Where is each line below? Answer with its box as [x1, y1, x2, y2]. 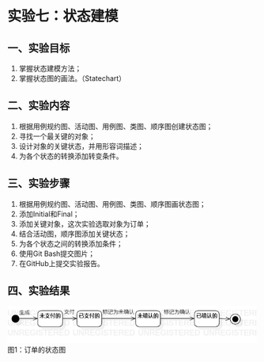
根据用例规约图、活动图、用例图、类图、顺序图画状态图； [18, 199, 206, 208]
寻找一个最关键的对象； [18, 131, 96, 141]
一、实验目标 [7, 41, 70, 55]
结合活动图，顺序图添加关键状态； [18, 229, 130, 238]
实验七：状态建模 [7, 7, 119, 25]
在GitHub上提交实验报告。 [18, 258, 104, 268]
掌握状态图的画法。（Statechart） [18, 74, 126, 83]
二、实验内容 [7, 99, 70, 112]
